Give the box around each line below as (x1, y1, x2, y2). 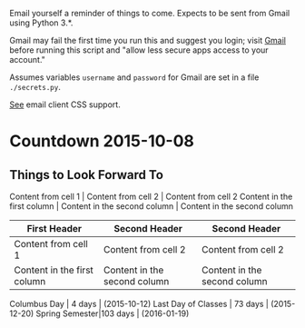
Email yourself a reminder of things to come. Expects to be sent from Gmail (9, 8, 290, 18)
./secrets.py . (9, 82, 61, 92)
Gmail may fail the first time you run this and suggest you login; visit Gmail (9, 35, 287, 45)
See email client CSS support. (9, 99, 121, 110)
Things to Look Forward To (9, 167, 163, 183)
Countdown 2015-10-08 (9, 131, 195, 152)
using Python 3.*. (9, 17, 74, 28)
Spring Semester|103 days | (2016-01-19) (35, 308, 190, 319)
